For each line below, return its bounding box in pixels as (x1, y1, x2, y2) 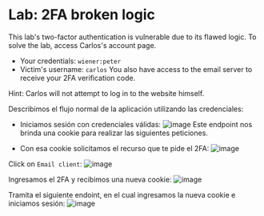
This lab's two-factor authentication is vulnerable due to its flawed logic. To (8, 32, 257, 42)
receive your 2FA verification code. (19, 73, 136, 82)
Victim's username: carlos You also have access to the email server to (19, 64, 253, 74)
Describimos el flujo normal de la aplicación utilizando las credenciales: (8, 104, 244, 114)
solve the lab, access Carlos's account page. (8, 40, 157, 50)
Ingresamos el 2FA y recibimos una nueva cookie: (8, 174, 172, 184)
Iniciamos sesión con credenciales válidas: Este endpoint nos (19, 119, 253, 129)
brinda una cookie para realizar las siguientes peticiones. (19, 128, 208, 138)
